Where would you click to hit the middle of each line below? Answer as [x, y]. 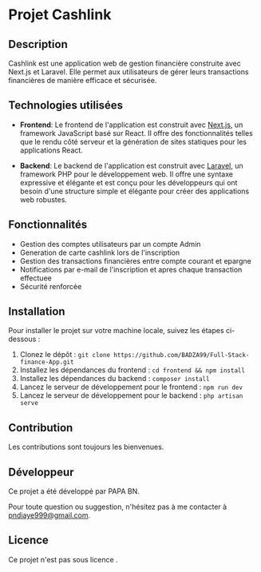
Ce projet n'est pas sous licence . [63, 559]
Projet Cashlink [60, 15]
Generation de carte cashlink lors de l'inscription [100, 252]
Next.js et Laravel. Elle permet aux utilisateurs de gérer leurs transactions [129, 72]
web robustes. [43, 199]
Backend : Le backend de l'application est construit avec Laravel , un [131, 165]
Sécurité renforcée [51, 286]
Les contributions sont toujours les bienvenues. [86, 447]
